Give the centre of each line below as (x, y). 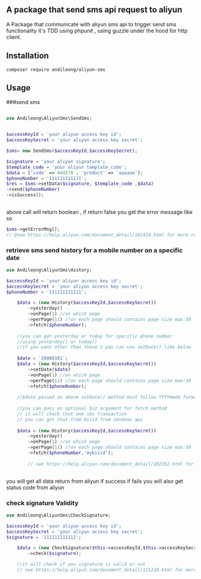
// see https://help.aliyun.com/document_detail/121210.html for (100, 570)
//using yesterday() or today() (57, 342)
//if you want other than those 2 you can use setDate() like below (104, 347)
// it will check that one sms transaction (72, 414)
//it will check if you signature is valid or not (81, 565)
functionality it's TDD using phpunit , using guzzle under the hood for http (97, 31)
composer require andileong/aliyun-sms (56, 69)
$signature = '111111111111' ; (44, 537)
